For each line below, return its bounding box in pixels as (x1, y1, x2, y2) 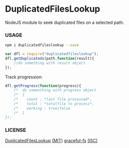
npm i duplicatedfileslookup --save (5, 43, 79, 48)
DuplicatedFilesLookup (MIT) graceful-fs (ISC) (5, 137, 98, 143)
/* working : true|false (14, 106, 70, 111)
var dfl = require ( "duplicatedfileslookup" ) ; (5, 52, 98, 56)
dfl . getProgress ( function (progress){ (5, 83, 81, 88)
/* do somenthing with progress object (14, 88, 97, 93)
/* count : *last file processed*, (14, 97, 92, 102)
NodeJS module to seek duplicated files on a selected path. (5, 19, 125, 25)
